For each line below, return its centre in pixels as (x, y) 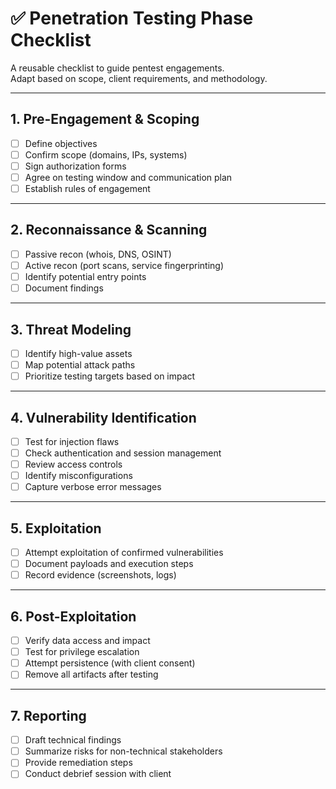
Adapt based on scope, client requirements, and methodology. (139, 78)
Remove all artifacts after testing (91, 674)
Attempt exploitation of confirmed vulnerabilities (124, 553)
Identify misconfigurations (78, 476)
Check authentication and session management (123, 453)
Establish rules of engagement (87, 188)
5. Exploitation (56, 528)
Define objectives (61, 143)
